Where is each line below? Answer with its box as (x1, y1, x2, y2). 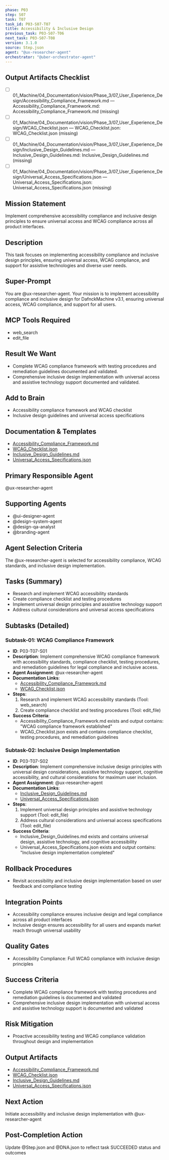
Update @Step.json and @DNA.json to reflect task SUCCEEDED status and (5, 1144, 160, 1150)
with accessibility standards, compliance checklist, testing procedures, (12, 659, 160, 665)
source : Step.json (5, 45, 44, 50)
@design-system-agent (12, 518, 62, 524)
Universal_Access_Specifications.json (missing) (12, 185, 112, 191)
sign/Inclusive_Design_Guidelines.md (12, 147, 90, 153)
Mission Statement (5, 199, 66, 208)
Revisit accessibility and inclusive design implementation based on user (12, 878, 162, 884)
